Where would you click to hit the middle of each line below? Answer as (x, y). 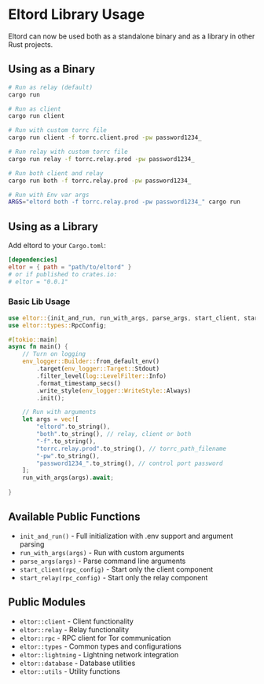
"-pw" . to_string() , (68, 456)
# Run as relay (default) (50, 87)
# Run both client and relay (56, 173)
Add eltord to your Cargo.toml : (57, 246)
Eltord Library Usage (77, 15)
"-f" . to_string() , (66, 441)
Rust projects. (31, 44)
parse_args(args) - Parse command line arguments (103, 561)
